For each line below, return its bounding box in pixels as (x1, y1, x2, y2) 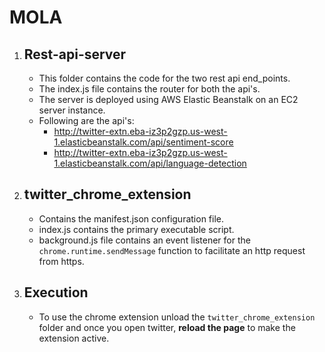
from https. (38, 255, 85, 267)
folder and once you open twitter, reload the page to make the (38, 321, 296, 333)
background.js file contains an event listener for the (38, 234, 251, 246)
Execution (23, 284, 89, 301)
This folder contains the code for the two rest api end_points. (38, 72, 291, 84)
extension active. (38, 332, 110, 344)
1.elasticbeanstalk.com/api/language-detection (53, 157, 247, 169)
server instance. (38, 104, 106, 116)
